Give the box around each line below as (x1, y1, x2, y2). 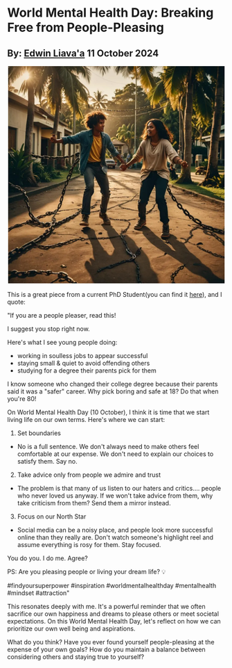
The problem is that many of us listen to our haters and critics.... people (17, 484, 222, 492)
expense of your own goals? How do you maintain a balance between (7, 645, 206, 653)
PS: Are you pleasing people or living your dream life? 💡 (7, 568, 166, 576)
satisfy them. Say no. (17, 457, 78, 465)
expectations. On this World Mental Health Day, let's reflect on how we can (7, 617, 222, 625)
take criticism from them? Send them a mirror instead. (17, 499, 171, 507)
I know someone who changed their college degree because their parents (7, 380, 218, 388)
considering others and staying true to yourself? (7, 653, 144, 661)
